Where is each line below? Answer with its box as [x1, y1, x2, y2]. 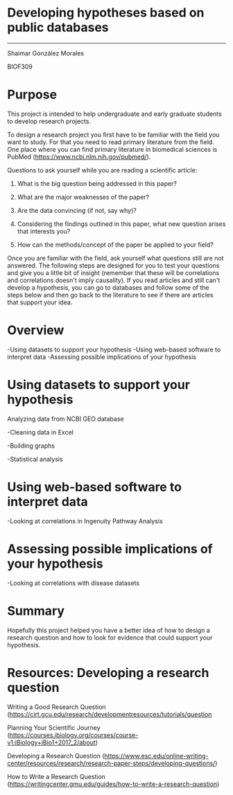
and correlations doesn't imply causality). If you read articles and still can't [7, 276, 221, 284]
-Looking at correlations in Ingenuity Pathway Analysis [7, 516, 163, 525]
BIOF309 [7, 62, 33, 71]
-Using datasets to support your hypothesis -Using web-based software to [7, 345, 221, 353]
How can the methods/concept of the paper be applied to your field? [17, 241, 214, 249]
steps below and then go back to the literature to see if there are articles [7, 290, 214, 299]
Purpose [7, 87, 58, 103]
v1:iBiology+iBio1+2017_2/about [7, 738, 96, 746]
